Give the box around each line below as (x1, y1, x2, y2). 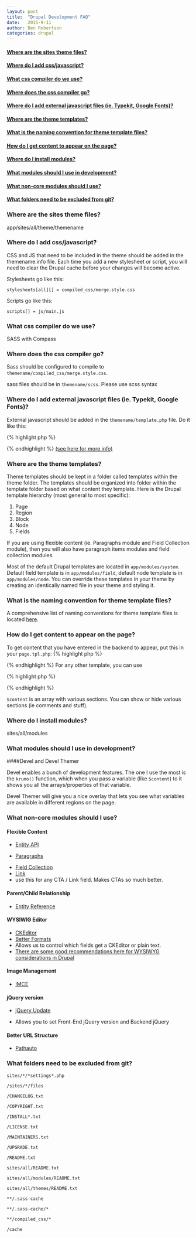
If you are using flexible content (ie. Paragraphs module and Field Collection (6, 540, 190, 547)
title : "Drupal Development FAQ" (6, 14, 91, 20)
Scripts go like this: (6, 297, 53, 304)
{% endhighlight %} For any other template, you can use (6, 661, 143, 669)
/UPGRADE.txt (6, 1144, 39, 1150)
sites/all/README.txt (6, 1165, 60, 1171)
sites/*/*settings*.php (6, 1073, 65, 1079)
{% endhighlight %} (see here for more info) (6, 445, 113, 452)
